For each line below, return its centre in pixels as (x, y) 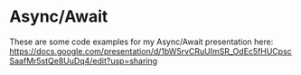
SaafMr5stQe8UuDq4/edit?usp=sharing (84, 61)
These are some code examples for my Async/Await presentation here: (141, 42)
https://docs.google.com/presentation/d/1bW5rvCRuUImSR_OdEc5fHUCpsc (150, 51)
